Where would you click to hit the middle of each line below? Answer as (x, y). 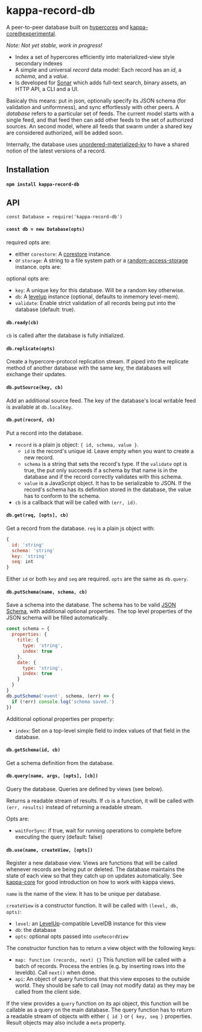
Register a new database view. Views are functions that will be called (92, 863)
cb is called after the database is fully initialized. (65, 336)
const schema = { (28, 629)
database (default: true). (45, 309)
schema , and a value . (42, 76)
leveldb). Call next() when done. (55, 973)
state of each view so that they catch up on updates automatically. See (94, 876)
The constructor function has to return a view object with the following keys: (101, 948)
